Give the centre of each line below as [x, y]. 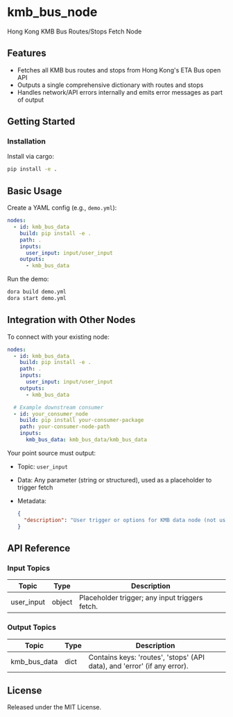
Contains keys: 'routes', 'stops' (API [146, 657]
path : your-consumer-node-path [65, 427]
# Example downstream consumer [59, 407]
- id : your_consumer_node [51, 414]
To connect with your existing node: [58, 337]
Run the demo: [28, 279]
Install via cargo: [31, 157]
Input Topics [29, 568]
